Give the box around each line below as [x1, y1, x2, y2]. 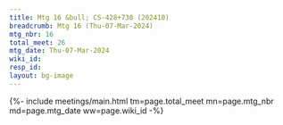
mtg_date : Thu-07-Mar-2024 [9, 46, 110, 55]
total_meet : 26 [9, 37, 66, 47]
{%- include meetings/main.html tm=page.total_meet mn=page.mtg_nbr [9, 96, 274, 106]
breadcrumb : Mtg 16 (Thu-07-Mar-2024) [9, 21, 154, 30]
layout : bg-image [9, 71, 74, 80]
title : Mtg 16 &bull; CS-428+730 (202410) [9, 12, 170, 22]
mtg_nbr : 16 [9, 29, 54, 38]
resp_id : [9, 63, 42, 72]
